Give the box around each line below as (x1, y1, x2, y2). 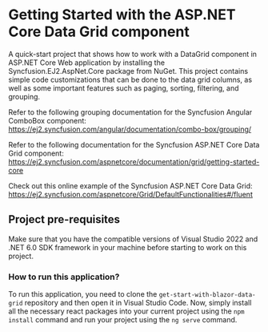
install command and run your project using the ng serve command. (8, 315, 238, 325)
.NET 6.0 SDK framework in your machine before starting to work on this (8, 242, 247, 252)
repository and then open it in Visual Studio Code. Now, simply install (24, 298, 252, 308)
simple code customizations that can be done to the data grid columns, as (8, 75, 253, 84)
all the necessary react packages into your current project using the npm (8, 306, 246, 316)
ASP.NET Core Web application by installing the (8, 58, 166, 67)
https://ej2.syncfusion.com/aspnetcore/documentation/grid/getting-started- (8, 156, 260, 166)
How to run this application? (8, 271, 120, 282)
